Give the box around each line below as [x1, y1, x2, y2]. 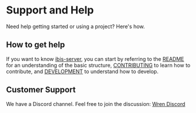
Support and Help [6, 4, 94, 17]
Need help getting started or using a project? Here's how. [6, 23, 145, 30]
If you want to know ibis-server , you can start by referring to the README [6, 55, 184, 62]
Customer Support [6, 85, 76, 95]
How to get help [6, 40, 65, 50]
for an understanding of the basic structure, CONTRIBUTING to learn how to [6, 61, 191, 69]
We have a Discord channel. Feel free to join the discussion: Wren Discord [6, 100, 185, 107]
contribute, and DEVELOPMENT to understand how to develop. [6, 68, 159, 75]
